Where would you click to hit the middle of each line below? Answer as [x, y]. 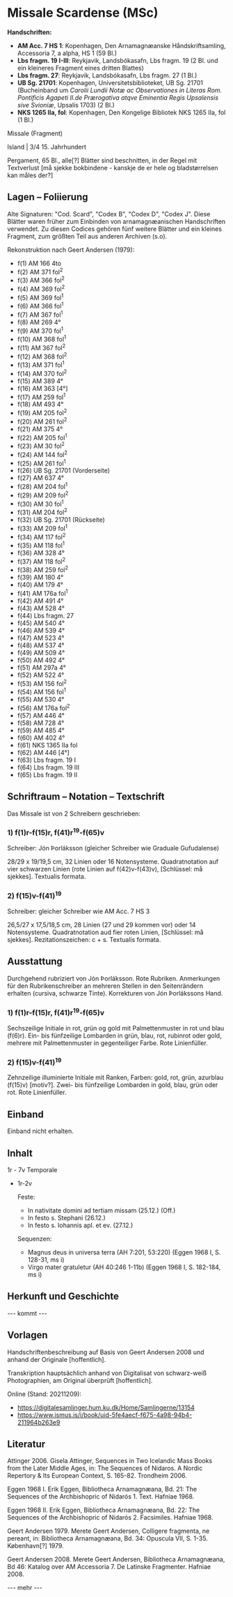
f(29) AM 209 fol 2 [43, 495]
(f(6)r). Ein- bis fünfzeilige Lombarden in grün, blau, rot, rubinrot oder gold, [114, 1035]
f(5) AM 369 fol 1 [40, 297]
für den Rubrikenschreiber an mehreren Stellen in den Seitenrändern [105, 986]
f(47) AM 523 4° [41, 638]
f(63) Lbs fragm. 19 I [47, 760]
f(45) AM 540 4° [41, 623]
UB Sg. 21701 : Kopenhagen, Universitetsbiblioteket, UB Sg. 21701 [110, 82]
